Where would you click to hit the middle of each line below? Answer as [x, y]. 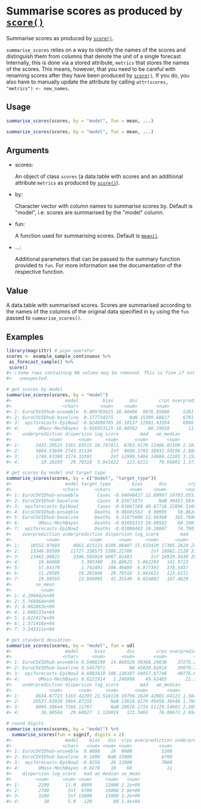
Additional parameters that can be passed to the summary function [98, 259]
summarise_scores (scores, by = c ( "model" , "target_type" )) [81, 479]
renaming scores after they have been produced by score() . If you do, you [98, 75]
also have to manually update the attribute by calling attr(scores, [87, 82]
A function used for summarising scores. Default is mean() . [87, 236]
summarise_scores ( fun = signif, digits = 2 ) [68, 735]
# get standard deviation [38, 640]
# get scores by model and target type [56, 473]
